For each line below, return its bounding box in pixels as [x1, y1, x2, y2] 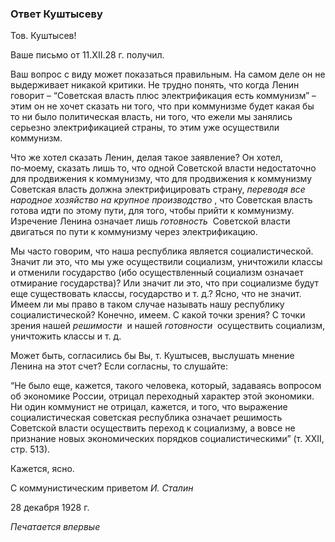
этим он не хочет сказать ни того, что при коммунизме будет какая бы [10, 100, 315, 112]
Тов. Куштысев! [10, 30, 77, 42]
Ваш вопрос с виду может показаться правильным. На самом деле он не [10, 68, 326, 81]
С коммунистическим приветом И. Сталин [10, 482, 194, 494]
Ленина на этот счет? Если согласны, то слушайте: [10, 360, 228, 372]
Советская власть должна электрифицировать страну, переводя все [10, 183, 306, 196]
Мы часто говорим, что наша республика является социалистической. [10, 245, 314, 257]
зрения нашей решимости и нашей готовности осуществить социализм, [10, 320, 326, 332]
